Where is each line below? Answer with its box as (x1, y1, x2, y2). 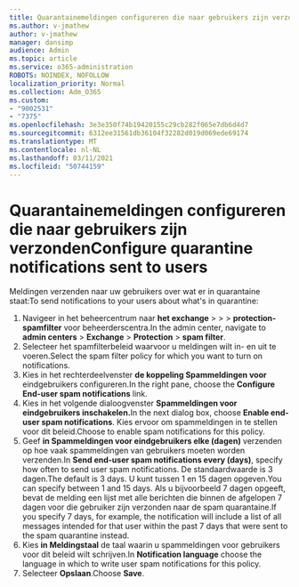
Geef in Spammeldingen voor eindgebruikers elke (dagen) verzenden (21, 436, 283, 446)
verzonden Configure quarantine (9, 237, 254, 258)
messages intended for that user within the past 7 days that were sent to (21, 521, 288, 532)
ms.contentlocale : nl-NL (9, 145, 101, 154)
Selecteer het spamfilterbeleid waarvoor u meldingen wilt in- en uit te (21, 342, 277, 352)
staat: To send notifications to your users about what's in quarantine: (9, 295, 259, 307)
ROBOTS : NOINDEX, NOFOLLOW (9, 71, 109, 80)
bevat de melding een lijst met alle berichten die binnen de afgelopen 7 (21, 493, 283, 503)
